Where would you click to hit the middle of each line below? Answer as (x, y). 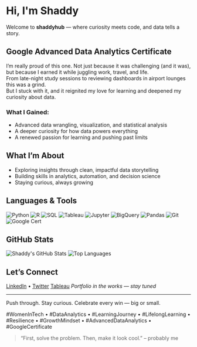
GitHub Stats (30, 239)
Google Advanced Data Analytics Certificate (89, 52)
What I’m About (35, 156)
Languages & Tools (42, 201)
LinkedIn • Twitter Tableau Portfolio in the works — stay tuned (81, 286)
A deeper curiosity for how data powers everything (76, 131)
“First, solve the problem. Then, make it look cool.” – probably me (99, 338)
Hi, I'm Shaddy (43, 11)
